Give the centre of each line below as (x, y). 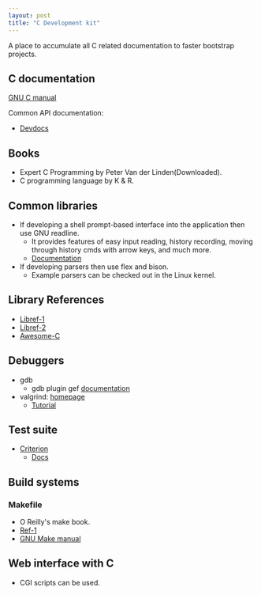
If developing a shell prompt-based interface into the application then (132, 224)
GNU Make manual (50, 539)
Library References (56, 300)
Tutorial (44, 405)
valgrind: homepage (52, 396)
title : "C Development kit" (54, 23)
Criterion (34, 449)
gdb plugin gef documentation (80, 388)
